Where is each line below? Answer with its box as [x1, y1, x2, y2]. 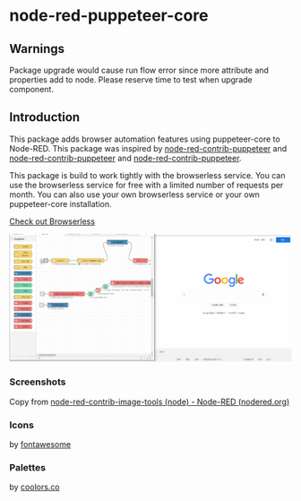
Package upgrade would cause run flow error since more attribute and [9, 65, 269, 75]
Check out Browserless [9, 216, 96, 227]
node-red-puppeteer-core [9, 5, 209, 26]
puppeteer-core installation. [9, 198, 112, 209]
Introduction [9, 109, 81, 125]
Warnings [9, 41, 65, 56]
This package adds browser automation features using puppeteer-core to [9, 134, 280, 144]
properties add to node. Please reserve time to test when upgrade [9, 74, 253, 85]
